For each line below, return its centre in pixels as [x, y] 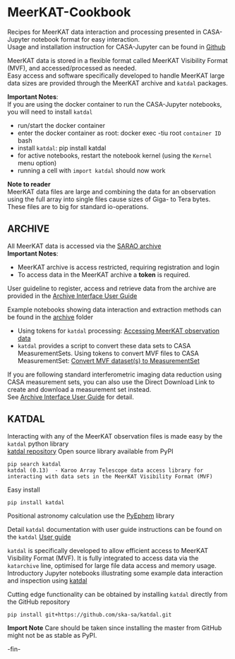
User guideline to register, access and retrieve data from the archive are [112, 288]
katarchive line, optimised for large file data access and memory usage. [112, 565]
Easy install [24, 489]
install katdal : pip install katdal [62, 148]
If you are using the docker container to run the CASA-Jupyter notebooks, [115, 104]
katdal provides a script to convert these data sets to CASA [104, 345]
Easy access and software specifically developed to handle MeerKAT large [116, 76]
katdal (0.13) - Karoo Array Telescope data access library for [105, 470]
